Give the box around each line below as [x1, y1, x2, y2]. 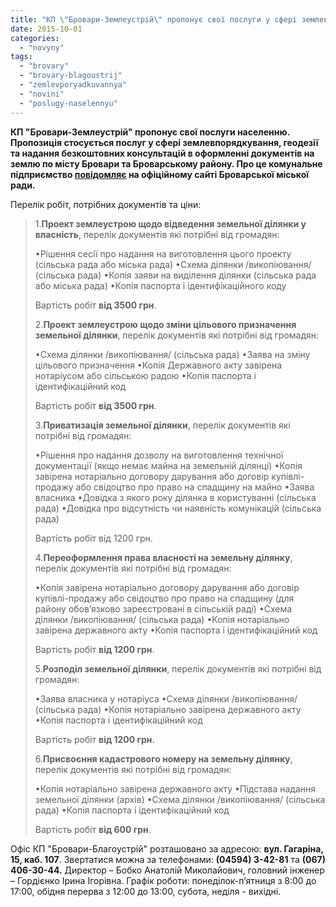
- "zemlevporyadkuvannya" [19, 80, 128, 90]
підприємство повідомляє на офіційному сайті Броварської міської [10, 168, 310, 180]
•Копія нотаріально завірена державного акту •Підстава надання [34, 782, 317, 795]
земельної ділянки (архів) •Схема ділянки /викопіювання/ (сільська [34, 793, 326, 805]
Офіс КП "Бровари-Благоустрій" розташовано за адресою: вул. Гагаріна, [10, 842, 324, 855]
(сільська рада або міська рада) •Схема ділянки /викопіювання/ [34, 258, 312, 270]
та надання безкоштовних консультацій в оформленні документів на [10, 147, 315, 159]
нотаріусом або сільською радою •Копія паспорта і [34, 369, 257, 381]
